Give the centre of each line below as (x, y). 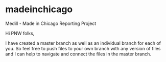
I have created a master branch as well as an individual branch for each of (83, 43)
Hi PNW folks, (20, 33)
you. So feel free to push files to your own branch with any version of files (83, 48)
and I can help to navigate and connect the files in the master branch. (78, 54)
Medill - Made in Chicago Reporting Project (51, 23)
